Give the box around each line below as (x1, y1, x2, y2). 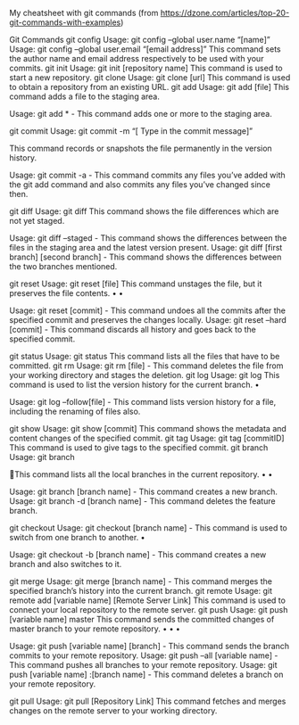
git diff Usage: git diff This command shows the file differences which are (9, 206, 279, 217)
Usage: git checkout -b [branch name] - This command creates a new (9, 549, 267, 560)
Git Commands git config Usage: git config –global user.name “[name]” (9, 35, 270, 45)
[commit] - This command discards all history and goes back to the (9, 325, 257, 334)
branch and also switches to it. (9, 559, 122, 569)
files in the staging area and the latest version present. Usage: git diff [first (9, 243, 283, 252)
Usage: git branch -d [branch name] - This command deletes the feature (9, 496, 276, 507)
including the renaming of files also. (9, 406, 141, 416)
